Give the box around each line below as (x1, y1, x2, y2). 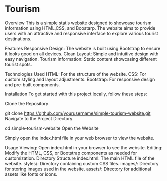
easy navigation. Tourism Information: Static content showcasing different (5, 56, 157, 62)
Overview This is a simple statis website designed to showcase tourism (5, 20, 152, 26)
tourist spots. (5, 61, 32, 67)
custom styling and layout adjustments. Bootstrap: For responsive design (5, 76, 155, 82)
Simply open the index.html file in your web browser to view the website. (5, 135, 155, 141)
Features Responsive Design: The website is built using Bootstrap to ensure (5, 45, 161, 51)
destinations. (5, 36, 32, 42)
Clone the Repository (5, 100, 49, 106)
